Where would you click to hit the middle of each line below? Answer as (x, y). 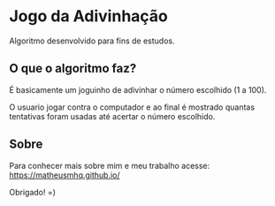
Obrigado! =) (32, 192)
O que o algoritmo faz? (73, 69)
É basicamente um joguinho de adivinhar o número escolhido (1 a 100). (138, 89)
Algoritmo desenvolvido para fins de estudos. (92, 41)
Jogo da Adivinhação (88, 16)
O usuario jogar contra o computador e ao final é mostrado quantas (132, 107)
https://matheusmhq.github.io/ (65, 175)
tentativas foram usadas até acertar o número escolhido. (112, 116)
